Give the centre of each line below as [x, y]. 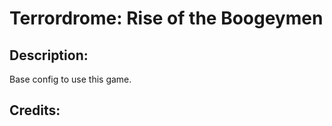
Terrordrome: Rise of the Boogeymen [166, 18]
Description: [49, 55]
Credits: [35, 110]
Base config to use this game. [70, 79]
